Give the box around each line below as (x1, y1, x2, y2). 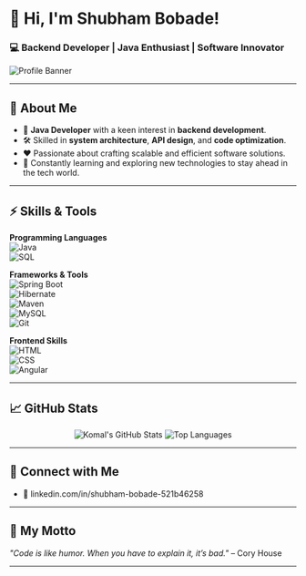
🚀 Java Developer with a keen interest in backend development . (22, 125, 267, 136)
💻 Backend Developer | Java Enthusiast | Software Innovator (9, 41, 285, 54)
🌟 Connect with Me (9, 464, 120, 479)
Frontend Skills (9, 335, 68, 346)
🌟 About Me (9, 100, 77, 116)
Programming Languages (9, 232, 107, 243)
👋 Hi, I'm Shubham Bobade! (9, 8, 220, 29)
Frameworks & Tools (9, 269, 88, 281)
